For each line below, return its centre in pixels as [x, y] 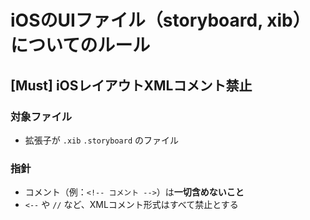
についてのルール [80, 45]
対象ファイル [41, 116]
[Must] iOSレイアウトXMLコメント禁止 [131, 85]
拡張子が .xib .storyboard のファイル [101, 140]
